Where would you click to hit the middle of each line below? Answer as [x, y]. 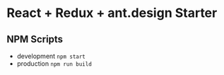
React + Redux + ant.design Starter [112, 13]
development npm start [51, 56]
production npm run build [54, 64]
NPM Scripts [35, 39]
